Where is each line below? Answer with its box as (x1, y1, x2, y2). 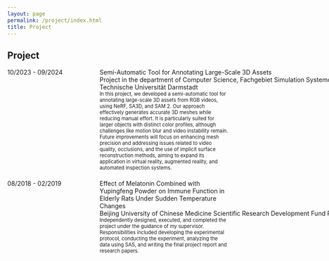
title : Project (7, 23, 52, 30)
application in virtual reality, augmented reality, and (99, 158, 218, 165)
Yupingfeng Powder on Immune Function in (99, 187, 225, 196)
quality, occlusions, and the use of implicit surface (99, 146, 217, 153)
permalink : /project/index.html (7, 17, 102, 24)
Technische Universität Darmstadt (99, 83, 198, 91)
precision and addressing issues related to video (99, 140, 212, 147)
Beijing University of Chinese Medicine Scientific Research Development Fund (99, 209, 325, 218)
